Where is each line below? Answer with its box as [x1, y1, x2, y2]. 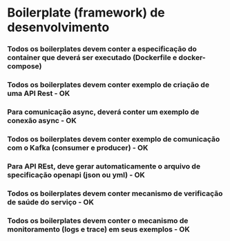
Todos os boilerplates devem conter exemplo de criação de [7, 80, 209, 90]
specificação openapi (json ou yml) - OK [7, 170, 145, 180]
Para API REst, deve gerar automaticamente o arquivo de [7, 161, 201, 171]
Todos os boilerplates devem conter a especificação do [7, 44, 197, 54]
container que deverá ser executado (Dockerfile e [7, 53, 178, 63]
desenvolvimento [7, 19, 110, 35]
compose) [7, 61, 42, 71]
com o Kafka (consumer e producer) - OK [7, 143, 148, 153]
